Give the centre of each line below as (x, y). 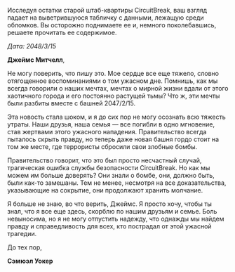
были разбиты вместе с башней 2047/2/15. (71, 103)
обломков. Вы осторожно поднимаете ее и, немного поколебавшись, (112, 25)
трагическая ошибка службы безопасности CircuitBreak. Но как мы (109, 168)
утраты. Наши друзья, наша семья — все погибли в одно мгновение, (111, 124)
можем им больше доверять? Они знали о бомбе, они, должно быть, (111, 175)
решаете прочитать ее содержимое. (62, 32)
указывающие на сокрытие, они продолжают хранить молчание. (105, 190)
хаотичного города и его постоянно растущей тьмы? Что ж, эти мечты (114, 96)
